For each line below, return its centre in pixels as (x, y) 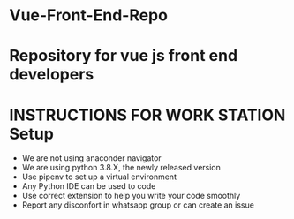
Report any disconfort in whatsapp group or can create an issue (138, 205)
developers (52, 75)
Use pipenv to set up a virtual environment (99, 177)
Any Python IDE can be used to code (89, 186)
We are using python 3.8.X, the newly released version (121, 168)
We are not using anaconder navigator (91, 158)
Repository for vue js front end (124, 56)
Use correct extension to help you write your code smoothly (131, 196)
